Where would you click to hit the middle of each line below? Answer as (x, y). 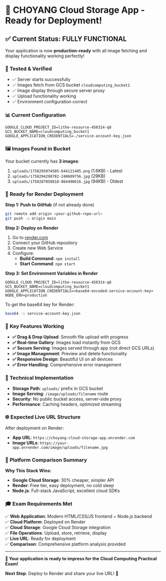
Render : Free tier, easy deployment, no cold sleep (63, 485)
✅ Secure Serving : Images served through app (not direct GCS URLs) (83, 348)
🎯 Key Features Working (35, 326)
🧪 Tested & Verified (29, 69)
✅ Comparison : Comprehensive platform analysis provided (65, 544)
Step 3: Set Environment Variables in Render (52, 273)
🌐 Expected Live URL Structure (43, 417)
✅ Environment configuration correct (50, 102)
